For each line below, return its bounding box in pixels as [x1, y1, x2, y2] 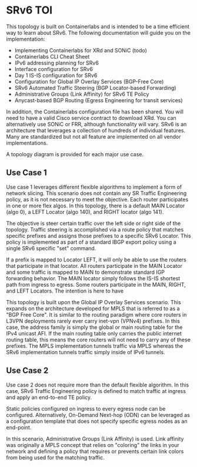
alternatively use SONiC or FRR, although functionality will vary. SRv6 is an [6, 120, 187, 127]
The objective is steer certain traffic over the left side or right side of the [6, 220, 181, 227]
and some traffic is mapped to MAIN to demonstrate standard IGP [6, 268, 165, 276]
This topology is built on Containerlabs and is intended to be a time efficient [6, 23, 190, 30]
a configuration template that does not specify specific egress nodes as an [6, 418, 188, 425]
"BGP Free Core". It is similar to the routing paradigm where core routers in [6, 311, 187, 318]
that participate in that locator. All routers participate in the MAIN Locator [6, 262, 182, 269]
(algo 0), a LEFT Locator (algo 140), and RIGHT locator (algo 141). [6, 208, 164, 215]
